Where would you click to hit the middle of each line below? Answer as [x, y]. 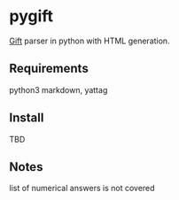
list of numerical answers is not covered [82, 188]
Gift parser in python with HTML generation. [89, 41]
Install [27, 118]
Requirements [49, 69]
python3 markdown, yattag [58, 89]
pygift [31, 16]
